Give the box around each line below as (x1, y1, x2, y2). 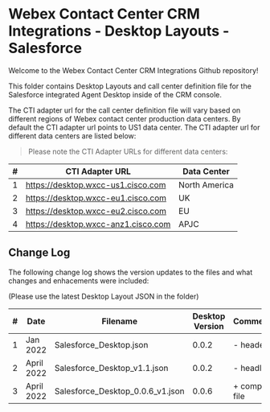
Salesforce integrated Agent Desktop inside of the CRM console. (8, 89, 223, 99)
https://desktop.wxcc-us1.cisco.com (25, 179, 166, 190)
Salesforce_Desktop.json (54, 339, 149, 350)
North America (178, 179, 235, 190)
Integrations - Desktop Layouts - (8, 22, 230, 40)
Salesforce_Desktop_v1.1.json (54, 362, 169, 373)
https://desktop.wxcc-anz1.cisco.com (25, 218, 171, 229)
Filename (101, 315, 138, 327)
